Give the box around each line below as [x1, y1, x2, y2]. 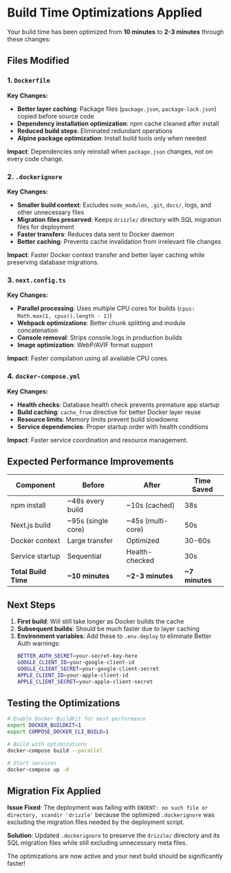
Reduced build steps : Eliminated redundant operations [16, 126, 173, 135]
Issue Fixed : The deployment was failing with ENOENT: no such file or [7, 803, 208, 812]
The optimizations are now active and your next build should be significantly [7, 852, 223, 861]
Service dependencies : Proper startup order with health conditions [16, 422, 208, 431]
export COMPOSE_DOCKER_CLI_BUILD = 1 [7, 728, 109, 735]
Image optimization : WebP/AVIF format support [16, 341, 153, 349]
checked [126, 556, 155, 566]
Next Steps [7, 599, 56, 610]
